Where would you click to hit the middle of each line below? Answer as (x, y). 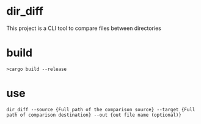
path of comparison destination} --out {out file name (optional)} (94, 115)
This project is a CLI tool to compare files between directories (84, 28)
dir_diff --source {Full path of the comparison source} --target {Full (101, 109)
